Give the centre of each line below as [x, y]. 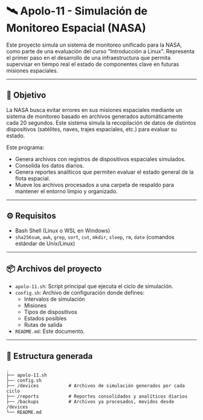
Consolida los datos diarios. [50, 165]
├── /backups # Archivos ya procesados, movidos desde [90, 402]
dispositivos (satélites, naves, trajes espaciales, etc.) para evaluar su [92, 129]
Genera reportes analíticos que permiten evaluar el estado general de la [104, 172]
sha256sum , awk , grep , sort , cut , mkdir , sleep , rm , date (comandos [95, 237]
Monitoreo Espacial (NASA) [76, 28]
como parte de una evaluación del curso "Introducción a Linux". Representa [101, 51]
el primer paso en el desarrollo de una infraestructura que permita [89, 57]
